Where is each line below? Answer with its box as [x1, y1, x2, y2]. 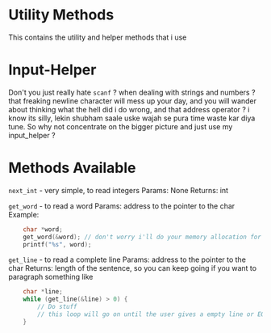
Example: [8, 209, 40, 219]
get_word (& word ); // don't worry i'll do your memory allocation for [23, 233, 262, 241]
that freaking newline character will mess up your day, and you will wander [8, 95, 256, 106]
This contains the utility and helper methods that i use [8, 32, 187, 42]
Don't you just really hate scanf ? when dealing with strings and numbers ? [8, 87, 256, 97]
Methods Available [8, 159, 136, 177]
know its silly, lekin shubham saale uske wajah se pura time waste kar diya [8, 113, 256, 123]
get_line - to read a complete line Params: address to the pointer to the [8, 255, 246, 264]
